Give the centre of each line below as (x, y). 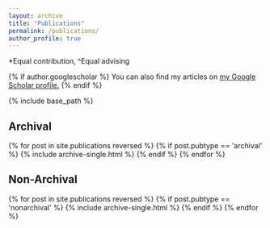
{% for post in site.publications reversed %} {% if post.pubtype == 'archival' (135, 146)
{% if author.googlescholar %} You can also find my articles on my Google (132, 77)
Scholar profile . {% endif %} (55, 85)
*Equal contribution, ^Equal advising (69, 61)
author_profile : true (45, 38)
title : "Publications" (46, 23)
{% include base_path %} (51, 101)
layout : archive (36, 16)
